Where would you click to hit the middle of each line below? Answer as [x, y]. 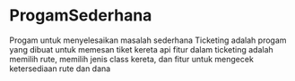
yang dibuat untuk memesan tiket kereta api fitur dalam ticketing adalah [141, 49]
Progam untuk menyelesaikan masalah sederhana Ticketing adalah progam [148, 40]
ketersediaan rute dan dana [60, 69]
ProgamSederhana [81, 16]
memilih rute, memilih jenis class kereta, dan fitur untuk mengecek [131, 59]
